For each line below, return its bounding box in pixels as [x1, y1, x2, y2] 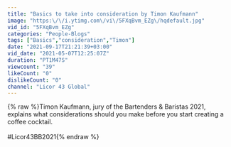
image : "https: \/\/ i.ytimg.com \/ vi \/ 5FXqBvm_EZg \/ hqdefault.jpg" [7, 17, 205, 24]
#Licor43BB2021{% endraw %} [7, 133, 100, 141]
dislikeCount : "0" [7, 76, 62, 84]
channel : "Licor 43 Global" [7, 83, 91, 90]
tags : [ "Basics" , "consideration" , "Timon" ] [7, 37, 135, 44]
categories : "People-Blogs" [7, 30, 91, 38]
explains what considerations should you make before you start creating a [7, 110, 224, 119]
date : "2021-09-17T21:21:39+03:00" [7, 43, 113, 50]
